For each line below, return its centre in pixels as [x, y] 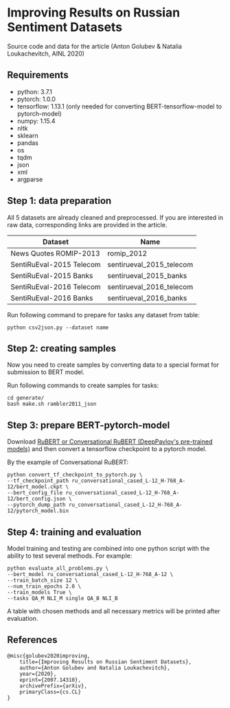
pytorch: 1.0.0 [36, 99]
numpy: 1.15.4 [36, 121]
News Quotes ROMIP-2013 [56, 253]
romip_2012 [127, 253]
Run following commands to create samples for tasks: [83, 385]
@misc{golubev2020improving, [49, 656]
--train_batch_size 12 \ [43, 580]
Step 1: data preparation [59, 201]
